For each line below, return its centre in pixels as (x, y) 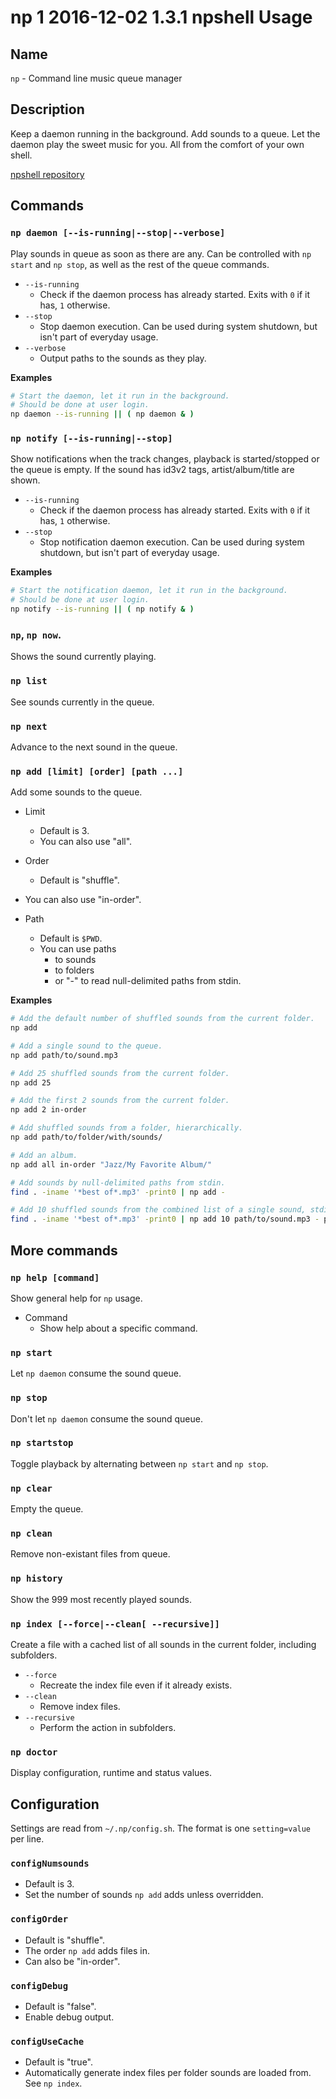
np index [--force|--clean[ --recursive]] (115, 1624)
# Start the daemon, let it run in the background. (120, 396)
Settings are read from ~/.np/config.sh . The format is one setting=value (161, 1828)
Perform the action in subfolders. (108, 1727)
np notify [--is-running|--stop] (91, 439)
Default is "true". (59, 2062)
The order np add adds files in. (87, 1950)
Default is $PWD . (71, 938)
